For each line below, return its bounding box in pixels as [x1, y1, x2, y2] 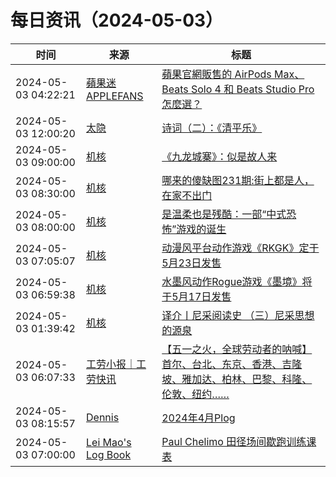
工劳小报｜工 [86, 357, 147, 371]
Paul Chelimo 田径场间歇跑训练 [161, 434, 307, 448]
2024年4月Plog [161, 411, 236, 425]
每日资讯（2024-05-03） [10, 9, 224, 32]
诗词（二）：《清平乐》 [161, 121, 263, 135]
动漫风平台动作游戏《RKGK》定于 [161, 241, 320, 255]
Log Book [86, 447, 132, 461]
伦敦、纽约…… [161, 387, 230, 401]
